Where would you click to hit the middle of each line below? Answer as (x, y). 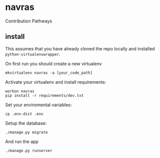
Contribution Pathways (29, 21)
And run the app (22, 142)
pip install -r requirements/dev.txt (44, 95)
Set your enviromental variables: (38, 105)
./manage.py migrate (27, 132)
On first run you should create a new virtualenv (53, 63)
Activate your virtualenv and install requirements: (56, 82)
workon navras (20, 91)
